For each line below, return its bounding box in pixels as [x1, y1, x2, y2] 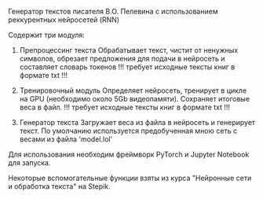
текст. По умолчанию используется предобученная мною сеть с [19, 126, 238, 135]
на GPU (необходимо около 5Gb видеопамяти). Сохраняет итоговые [19, 94, 250, 103]
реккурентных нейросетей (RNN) [8, 15, 120, 24]
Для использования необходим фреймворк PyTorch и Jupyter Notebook [8, 149, 250, 159]
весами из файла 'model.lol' [19, 135, 113, 144]
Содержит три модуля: [8, 31, 85, 39]
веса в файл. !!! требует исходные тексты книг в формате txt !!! [19, 102, 230, 112]
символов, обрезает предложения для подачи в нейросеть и [19, 54, 225, 63]
